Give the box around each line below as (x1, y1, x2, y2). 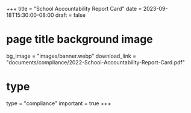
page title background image (6, 32, 154, 46)
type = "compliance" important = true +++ (6, 99, 111, 107)
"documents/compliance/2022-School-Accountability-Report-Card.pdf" (6, 58, 185, 66)
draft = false (55, 11, 86, 19)
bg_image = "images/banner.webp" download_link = (6, 52, 137, 60)
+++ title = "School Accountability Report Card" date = (6, 5, 142, 12)
